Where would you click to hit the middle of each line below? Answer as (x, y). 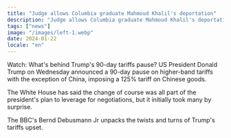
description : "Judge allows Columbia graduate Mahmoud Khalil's (101, 20)
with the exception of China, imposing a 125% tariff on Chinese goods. (107, 79)
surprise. (20, 107)
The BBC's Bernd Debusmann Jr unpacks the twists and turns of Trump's (111, 120)
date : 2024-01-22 (32, 39)
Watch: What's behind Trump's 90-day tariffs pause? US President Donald (112, 65)
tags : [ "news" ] (29, 26)
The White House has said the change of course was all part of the (102, 92)
